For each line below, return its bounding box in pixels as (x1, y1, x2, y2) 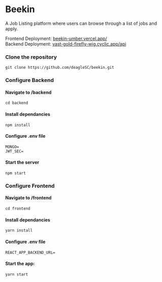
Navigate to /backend (5, 89, 52, 95)
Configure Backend (5, 77, 54, 84)
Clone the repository (5, 53, 57, 60)
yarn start (5, 272, 28, 277)
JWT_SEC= (5, 148, 24, 154)
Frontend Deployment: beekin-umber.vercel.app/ (5, 35, 107, 42)
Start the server (5, 159, 39, 166)
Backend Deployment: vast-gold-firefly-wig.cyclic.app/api (5, 41, 127, 47)
